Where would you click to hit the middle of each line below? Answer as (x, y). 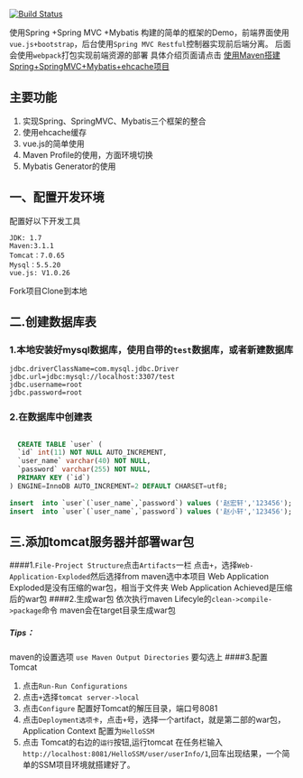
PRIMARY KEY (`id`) (54, 478)
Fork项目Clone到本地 (48, 291)
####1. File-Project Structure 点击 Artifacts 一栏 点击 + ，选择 (124, 565)
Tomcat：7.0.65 (37, 255)
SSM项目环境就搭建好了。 (87, 765)
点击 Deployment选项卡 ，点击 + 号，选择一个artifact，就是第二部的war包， (154, 720)
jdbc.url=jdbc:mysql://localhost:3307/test (92, 377)
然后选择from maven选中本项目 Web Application (179, 577)
